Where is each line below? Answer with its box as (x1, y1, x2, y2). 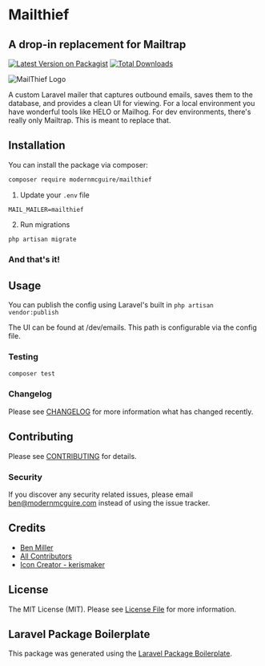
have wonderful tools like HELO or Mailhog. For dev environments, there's (8, 107, 251, 116)
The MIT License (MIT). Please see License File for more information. (8, 604, 236, 614)
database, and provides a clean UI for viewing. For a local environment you (8, 99, 255, 108)
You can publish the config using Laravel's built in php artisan (8, 300, 214, 310)
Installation (8, 139, 66, 152)
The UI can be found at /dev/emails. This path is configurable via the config (8, 323, 258, 332)
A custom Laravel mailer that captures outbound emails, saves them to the (8, 90, 254, 99)
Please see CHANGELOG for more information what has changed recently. (8, 407, 254, 416)
